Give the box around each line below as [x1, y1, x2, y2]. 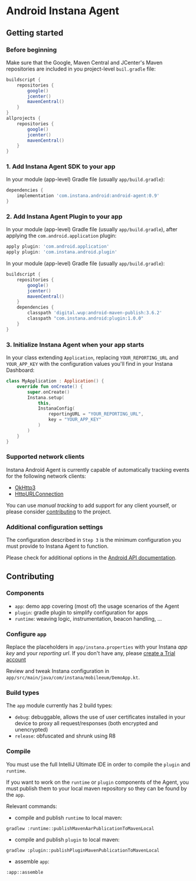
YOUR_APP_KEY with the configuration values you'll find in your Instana [6, 360, 173, 368]
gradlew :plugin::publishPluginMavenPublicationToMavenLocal [6, 847, 160, 853]
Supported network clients [6, 452, 85, 461]
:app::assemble [6, 869, 44, 875]
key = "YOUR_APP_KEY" [48, 417, 102, 423]
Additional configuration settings [6, 523, 103, 531]
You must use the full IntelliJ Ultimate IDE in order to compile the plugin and [6, 761, 191, 768]
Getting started [6, 28, 64, 38]
